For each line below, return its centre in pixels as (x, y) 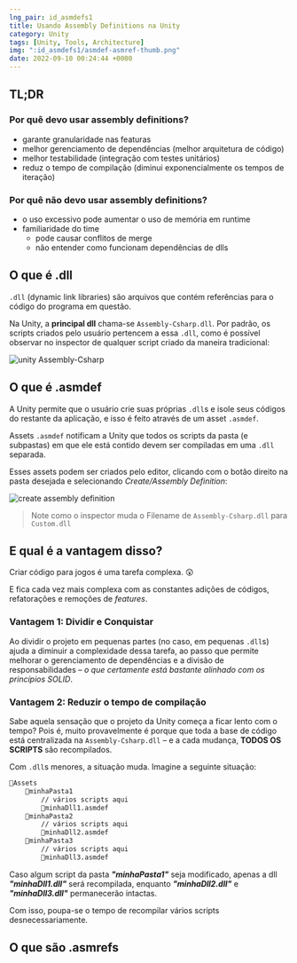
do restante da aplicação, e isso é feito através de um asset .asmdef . (134, 418)
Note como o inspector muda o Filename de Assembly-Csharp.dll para (159, 515)
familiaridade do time (61, 228)
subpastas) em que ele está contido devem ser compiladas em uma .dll (142, 445)
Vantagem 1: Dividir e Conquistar (81, 622)
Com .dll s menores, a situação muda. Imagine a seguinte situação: (133, 767)
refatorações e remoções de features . (78, 599)
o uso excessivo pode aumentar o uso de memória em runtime (136, 219)
